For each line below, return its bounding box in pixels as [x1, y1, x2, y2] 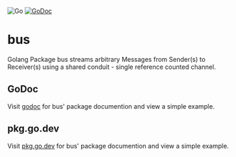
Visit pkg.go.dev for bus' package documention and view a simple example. [7, 141, 230, 150]
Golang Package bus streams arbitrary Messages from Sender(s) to [7, 55, 206, 63]
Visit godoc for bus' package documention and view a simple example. [7, 102, 215, 110]
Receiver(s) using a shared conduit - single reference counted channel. [7, 63, 216, 71]
